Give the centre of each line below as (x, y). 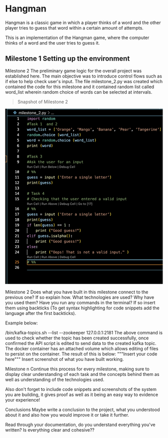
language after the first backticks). (41, 313)
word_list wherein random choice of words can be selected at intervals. (79, 92)
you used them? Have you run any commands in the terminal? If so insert (80, 302)
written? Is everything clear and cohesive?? (50, 430)
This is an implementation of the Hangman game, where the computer (77, 38)
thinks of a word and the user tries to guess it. (52, 43)
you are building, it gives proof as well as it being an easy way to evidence (82, 394)
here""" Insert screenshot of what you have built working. (64, 359)
